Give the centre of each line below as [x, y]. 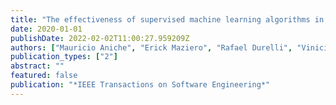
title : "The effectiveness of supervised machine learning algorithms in [167, 19]
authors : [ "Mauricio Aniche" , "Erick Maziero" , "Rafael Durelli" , [151, 47]
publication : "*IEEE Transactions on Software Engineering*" [140, 85]
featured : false [44, 76]
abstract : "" [37, 66]
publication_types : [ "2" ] [64, 57]
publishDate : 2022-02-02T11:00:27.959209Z [100, 38]
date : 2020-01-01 [46, 29]
